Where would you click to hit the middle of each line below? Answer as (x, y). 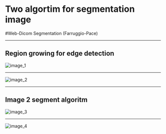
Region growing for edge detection (60, 54)
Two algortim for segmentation (70, 9)
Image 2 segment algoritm (46, 100)
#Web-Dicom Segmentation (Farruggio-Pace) (51, 33)
